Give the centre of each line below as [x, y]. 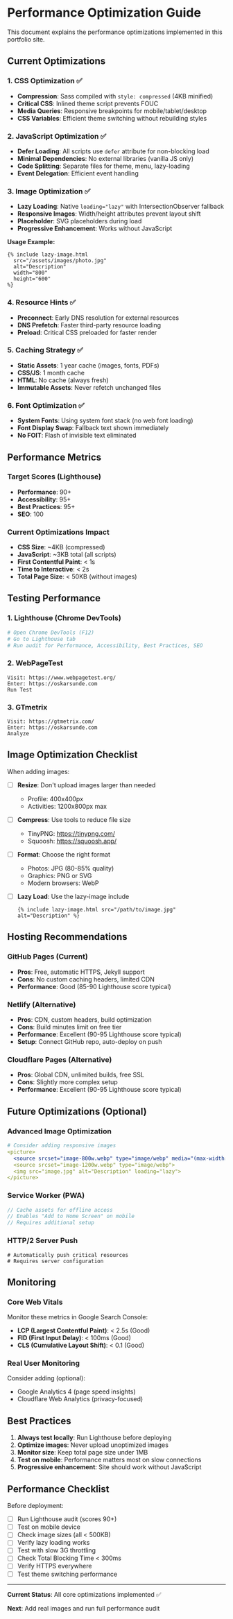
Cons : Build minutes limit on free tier [69, 1027]
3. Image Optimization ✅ [49, 191]
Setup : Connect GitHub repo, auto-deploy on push [89, 1042]
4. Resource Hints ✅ [42, 302]
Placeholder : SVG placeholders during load [79, 221]
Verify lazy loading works [53, 1543]
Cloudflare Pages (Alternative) [60, 1059]
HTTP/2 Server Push [43, 1241]
